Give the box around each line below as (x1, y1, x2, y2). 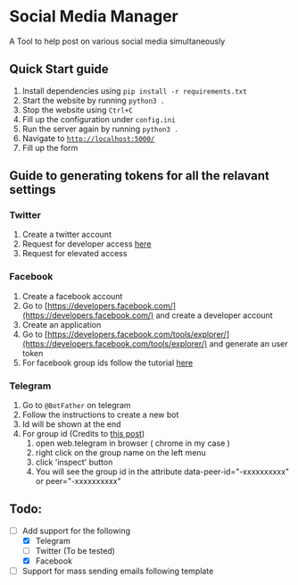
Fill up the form (21, 142, 79, 153)
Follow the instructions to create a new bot (21, 409, 179, 421)
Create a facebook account (21, 290, 123, 301)
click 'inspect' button (35, 457, 113, 468)
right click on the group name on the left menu (35, 447, 207, 458)
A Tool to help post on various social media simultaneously (9, 36, 226, 46)
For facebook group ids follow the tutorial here (21, 357, 194, 368)
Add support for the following (21, 525, 131, 536)
